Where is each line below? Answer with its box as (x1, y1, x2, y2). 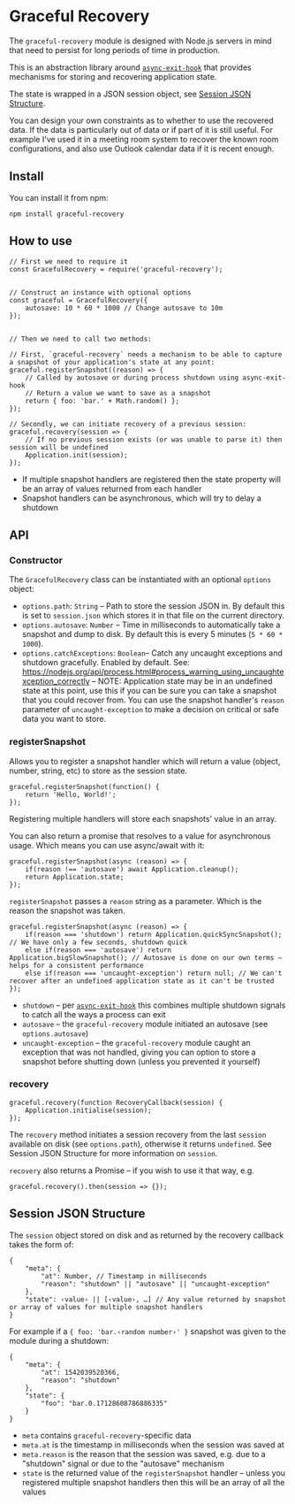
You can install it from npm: (9, 192, 109, 203)
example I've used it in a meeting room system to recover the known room (9, 134, 279, 144)
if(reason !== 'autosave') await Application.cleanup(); (25, 864, 239, 873)
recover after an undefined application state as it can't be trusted (9, 976, 275, 986)
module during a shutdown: (9, 1335, 110, 1346)
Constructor (9, 554, 64, 566)
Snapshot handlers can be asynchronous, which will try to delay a (21, 493, 262, 503)
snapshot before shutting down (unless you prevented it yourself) (21, 1055, 261, 1067)
